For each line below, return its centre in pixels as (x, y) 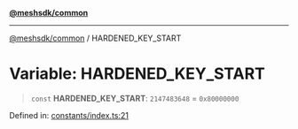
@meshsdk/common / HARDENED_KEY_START (95, 38)
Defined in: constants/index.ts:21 (69, 115)
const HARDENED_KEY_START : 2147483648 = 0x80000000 (135, 98)
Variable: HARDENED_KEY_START (137, 74)
